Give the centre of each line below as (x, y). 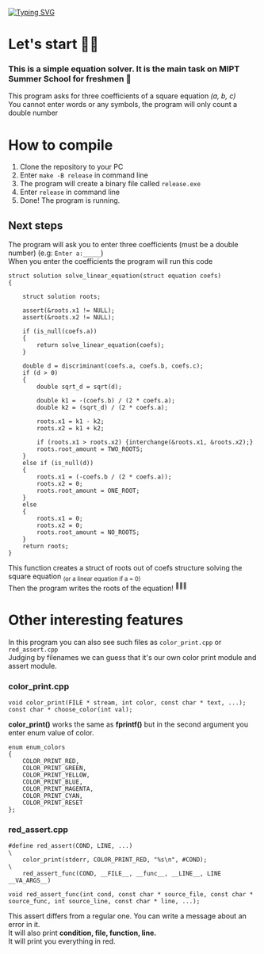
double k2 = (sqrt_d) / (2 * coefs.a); (103, 408)
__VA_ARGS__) (30, 881)
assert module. (33, 666)
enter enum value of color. (51, 732)
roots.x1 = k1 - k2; (71, 422)
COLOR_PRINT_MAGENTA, (58, 788)
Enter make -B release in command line (84, 175)
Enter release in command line (70, 192)
